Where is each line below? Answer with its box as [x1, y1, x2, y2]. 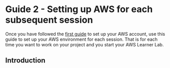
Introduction [5, 56, 46, 65]
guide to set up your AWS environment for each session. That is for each [5, 36, 158, 42]
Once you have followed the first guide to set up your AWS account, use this [5, 31, 165, 37]
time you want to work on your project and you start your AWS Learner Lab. [5, 41, 164, 47]
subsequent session [5, 14, 93, 26]
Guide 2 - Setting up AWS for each [5, 4, 153, 15]
